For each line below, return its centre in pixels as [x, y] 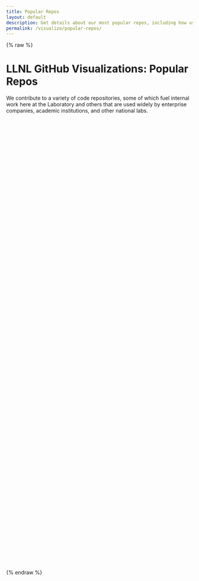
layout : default [26, 17]
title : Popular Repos [33, 12]
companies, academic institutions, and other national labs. [77, 111]
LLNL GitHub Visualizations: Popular [97, 69]
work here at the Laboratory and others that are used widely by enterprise [97, 104]
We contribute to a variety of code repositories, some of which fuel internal [98, 98]
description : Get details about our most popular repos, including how [96, 23]
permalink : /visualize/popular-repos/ [54, 28]
